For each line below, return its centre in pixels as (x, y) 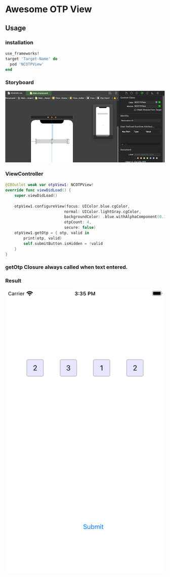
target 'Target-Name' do (31, 59)
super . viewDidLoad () (36, 195)
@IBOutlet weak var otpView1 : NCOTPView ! (50, 185)
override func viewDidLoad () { (38, 190)
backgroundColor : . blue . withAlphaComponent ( (112, 217)
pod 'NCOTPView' (27, 64)
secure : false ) (80, 228)
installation (19, 43)
